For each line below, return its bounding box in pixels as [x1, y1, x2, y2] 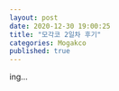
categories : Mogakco [9, 38, 87, 48]
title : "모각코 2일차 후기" [9, 30, 102, 39]
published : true [9, 47, 70, 56]
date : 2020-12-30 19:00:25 [9, 22, 111, 31]
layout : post [9, 13, 59, 23]
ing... [9, 71, 29, 82]
